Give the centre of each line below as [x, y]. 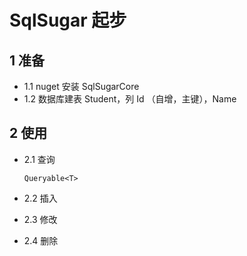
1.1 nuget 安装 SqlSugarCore [81, 86]
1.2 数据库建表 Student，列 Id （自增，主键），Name [130, 99]
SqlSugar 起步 [68, 20]
